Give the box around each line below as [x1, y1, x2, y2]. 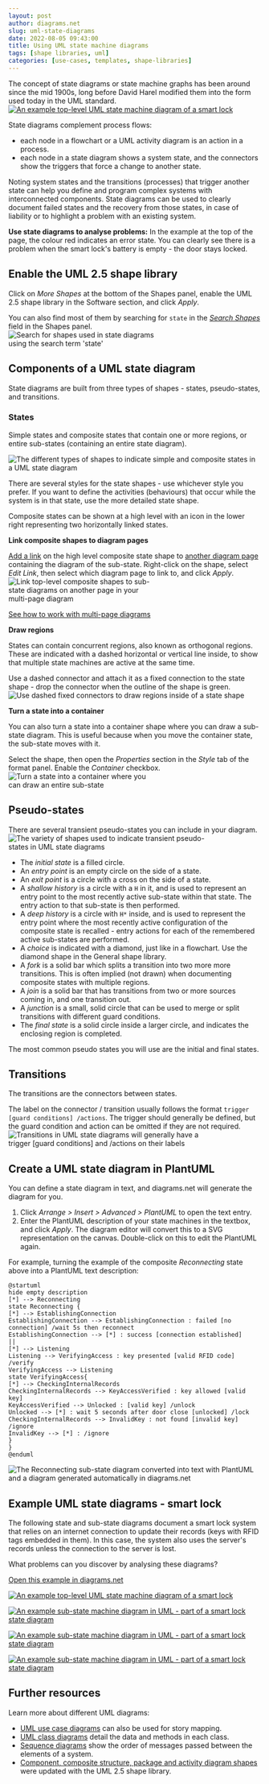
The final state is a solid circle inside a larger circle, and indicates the [19, 1020, 249, 1029]
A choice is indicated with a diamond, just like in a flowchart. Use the [19, 943, 247, 953]
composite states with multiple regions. [19, 977, 150, 987]
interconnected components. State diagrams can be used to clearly [8, 194, 231, 204]
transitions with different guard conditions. [19, 1012, 161, 1021]
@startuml [8, 1281, 42, 1289]
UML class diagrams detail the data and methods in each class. [19, 1732, 230, 1741]
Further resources [8, 1687, 101, 1700]
